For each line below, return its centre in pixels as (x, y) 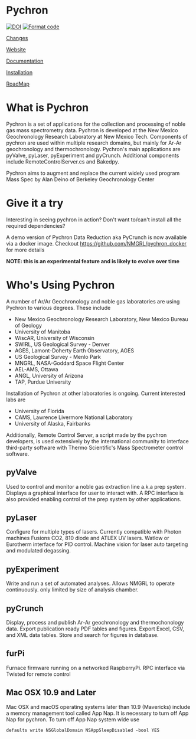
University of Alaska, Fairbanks (53, 423)
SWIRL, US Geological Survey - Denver (62, 344)
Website (16, 49)
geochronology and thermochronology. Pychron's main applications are (94, 149)
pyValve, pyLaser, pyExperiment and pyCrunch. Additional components (93, 155)
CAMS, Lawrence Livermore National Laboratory (73, 417)
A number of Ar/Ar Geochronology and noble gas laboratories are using (93, 301)
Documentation (25, 61)
